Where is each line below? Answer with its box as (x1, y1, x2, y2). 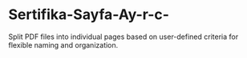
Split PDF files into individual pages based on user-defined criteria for (8, 32, 239, 41)
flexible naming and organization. (8, 40, 119, 49)
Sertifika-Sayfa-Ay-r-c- (8, 6, 170, 24)
